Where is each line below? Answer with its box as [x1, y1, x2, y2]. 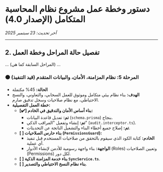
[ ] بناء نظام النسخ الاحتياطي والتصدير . [19, 161, 87, 167]
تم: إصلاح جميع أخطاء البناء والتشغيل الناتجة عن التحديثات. [26, 125, 130, 131]
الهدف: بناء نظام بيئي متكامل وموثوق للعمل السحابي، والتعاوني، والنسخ [12, 92, 140, 98]
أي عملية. [26, 140, 44, 146]
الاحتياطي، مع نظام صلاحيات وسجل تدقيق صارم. [12, 97, 99, 103]
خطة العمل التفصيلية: [12, 102, 50, 108]
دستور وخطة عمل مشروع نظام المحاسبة [5, 3, 150, 15]
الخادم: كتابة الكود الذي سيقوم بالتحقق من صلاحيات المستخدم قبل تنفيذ [26, 135, 155, 141]
